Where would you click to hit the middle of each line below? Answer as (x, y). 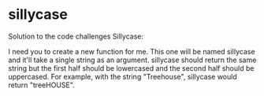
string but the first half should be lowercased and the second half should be (131, 68)
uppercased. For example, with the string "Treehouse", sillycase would (123, 76)
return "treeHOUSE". (41, 85)
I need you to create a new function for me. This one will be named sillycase (132, 51)
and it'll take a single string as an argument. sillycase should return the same (132, 60)
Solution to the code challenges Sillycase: (76, 36)
